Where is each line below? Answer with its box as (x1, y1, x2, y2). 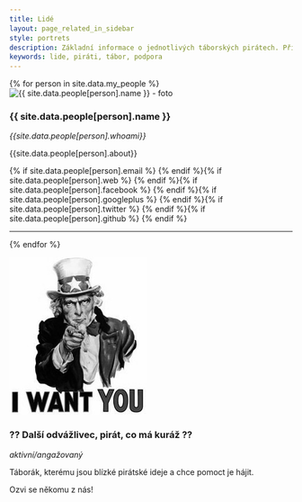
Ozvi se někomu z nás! (9, 484, 94, 495)
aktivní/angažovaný (9, 449, 84, 460)
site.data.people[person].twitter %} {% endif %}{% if (9, 203, 206, 215)
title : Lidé (9, 14, 54, 23)
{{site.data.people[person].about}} (9, 148, 138, 159)
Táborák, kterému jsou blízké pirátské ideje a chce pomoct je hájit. (9, 466, 254, 477)
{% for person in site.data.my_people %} (9, 78, 160, 89)
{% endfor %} (9, 239, 61, 250)
